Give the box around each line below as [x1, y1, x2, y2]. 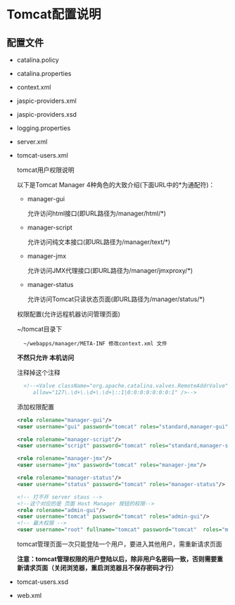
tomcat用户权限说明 [16, 166, 75, 174]
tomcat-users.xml [16, 151, 68, 159]
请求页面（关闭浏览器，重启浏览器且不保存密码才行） [23, 563, 177, 572]
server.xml [16, 138, 48, 146]
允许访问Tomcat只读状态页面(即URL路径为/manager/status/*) [27, 295, 205, 303]
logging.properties [16, 124, 71, 132]
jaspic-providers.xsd [16, 110, 77, 118]
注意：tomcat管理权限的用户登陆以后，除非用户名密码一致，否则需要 [16, 555, 217, 563]
